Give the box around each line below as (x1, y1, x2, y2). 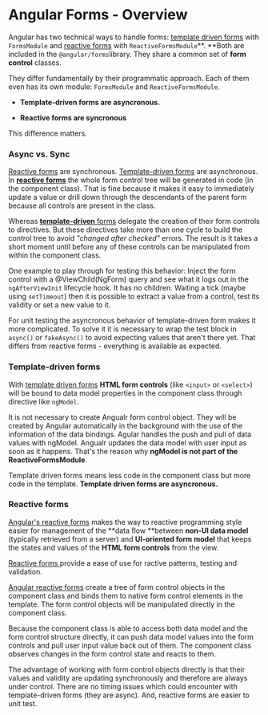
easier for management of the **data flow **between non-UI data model (8, 526, 249, 535)
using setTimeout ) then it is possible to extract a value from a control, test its (8, 291, 260, 302)
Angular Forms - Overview (8, 6, 188, 24)
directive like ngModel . (8, 396, 80, 406)
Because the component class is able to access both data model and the (8, 624, 248, 633)
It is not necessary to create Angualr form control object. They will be (8, 412, 237, 422)
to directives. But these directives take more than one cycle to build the (8, 225, 242, 234)
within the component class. (8, 250, 102, 260)
